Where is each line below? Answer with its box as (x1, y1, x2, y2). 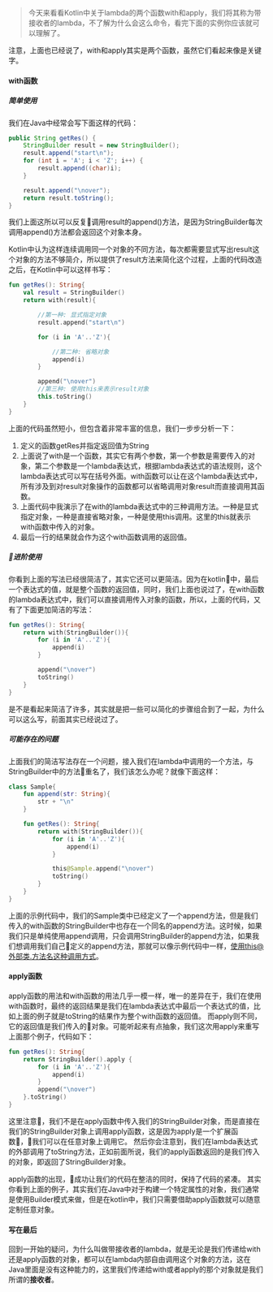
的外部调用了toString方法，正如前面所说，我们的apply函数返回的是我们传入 (8, 1147, 260, 1156)
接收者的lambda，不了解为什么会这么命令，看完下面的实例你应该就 (28, 18, 253, 28)
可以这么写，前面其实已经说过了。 (8, 714, 123, 724)
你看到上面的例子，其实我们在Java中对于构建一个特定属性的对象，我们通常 (8, 1184, 260, 1194)
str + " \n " (37, 797, 75, 806)
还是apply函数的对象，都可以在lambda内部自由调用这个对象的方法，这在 (8, 1255, 251, 1264)
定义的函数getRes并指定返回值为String (19, 440, 149, 450)
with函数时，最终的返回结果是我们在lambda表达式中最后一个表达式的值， (8, 1000, 254, 1010)
